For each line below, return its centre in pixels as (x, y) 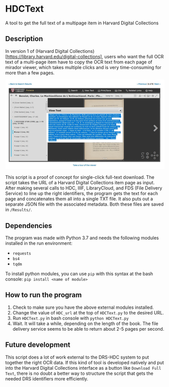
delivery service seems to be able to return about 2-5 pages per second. (88, 329)
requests (22, 254)
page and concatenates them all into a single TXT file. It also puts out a (79, 199)
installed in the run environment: (39, 243)
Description (24, 39)
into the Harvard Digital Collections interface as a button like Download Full (83, 368)
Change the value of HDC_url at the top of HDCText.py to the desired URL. (88, 312)
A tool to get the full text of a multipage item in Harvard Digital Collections (82, 23)
